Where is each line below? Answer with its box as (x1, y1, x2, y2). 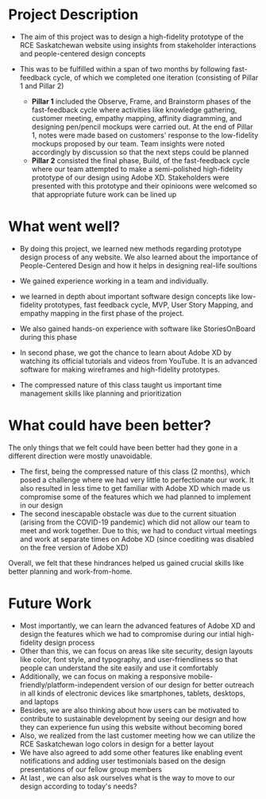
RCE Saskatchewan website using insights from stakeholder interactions (19, 40, 256, 49)
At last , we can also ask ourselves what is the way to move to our (19, 773, 236, 782)
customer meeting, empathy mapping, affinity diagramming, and (31, 113, 242, 123)
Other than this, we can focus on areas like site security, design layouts (19, 646, 253, 656)
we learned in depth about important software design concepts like (19, 291, 240, 301)
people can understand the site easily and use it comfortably (19, 663, 218, 672)
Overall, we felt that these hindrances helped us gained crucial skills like (8, 558, 245, 567)
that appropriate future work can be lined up (31, 189, 177, 199)
